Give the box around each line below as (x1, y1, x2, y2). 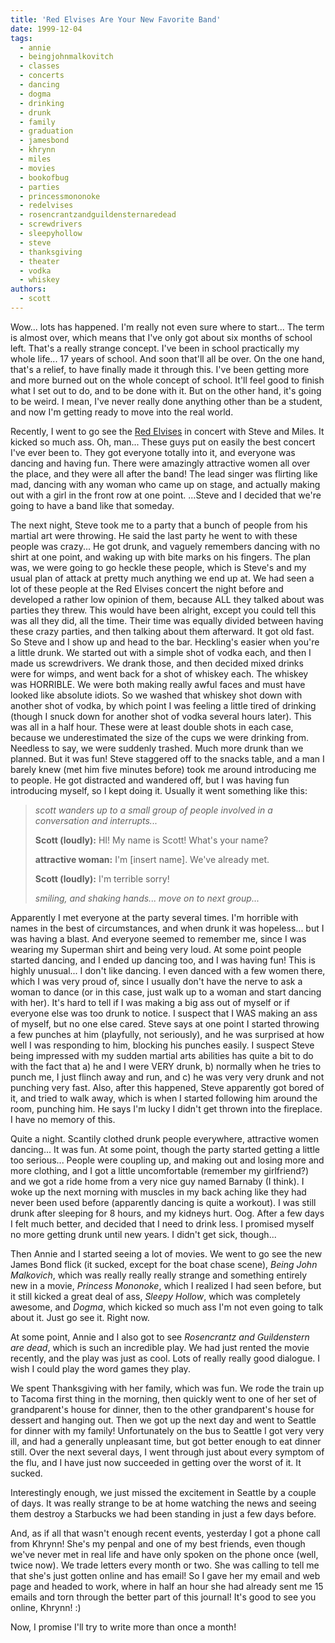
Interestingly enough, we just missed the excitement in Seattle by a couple (10, 1486, 317, 1498)
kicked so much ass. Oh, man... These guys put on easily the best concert (10, 436, 316, 448)
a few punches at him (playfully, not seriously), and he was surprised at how (10, 1028, 325, 1040)
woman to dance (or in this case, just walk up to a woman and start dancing (10, 986, 322, 998)
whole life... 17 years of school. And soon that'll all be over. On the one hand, (10, 352, 325, 365)
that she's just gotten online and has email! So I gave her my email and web (10, 1569, 321, 1581)
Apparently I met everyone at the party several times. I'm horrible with (10, 911, 299, 923)
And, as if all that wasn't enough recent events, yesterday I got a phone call (10, 1527, 321, 1539)
